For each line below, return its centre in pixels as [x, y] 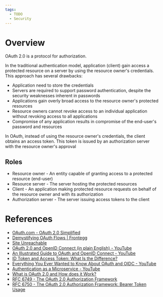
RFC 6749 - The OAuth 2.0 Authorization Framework [65, 279]
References [29, 219]
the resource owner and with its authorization [58, 194]
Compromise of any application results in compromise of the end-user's [84, 122]
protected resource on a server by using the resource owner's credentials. [80, 71]
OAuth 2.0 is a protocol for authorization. [46, 56]
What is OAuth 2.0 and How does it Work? [54, 274]
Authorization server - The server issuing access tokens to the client [81, 200]
